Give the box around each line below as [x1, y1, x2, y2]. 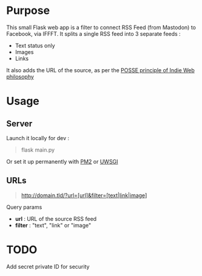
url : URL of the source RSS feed [15, 215, 97, 222]
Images [15, 48, 34, 55]
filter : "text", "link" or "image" [15, 221, 92, 229]
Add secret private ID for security [6, 263, 90, 270]
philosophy [6, 73, 35, 80]
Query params [6, 203, 42, 210]
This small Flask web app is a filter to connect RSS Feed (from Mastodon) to [6, 24, 196, 31]
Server [6, 118, 33, 129]
